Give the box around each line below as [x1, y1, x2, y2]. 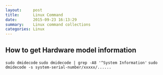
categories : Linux [5, 27, 45, 32]
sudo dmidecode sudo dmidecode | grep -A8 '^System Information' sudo [5, 60, 158, 65]
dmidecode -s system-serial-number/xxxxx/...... [5, 65, 112, 70]
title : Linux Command [5, 12, 63, 17]
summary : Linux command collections [5, 22, 91, 27]
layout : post [5, 7, 43, 13]
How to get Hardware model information [5, 46, 136, 54]
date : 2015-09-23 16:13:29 [5, 17, 77, 22]
